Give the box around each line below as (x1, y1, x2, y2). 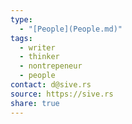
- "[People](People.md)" (19, 24, 123, 34)
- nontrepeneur (19, 61, 83, 71)
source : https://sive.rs (10, 89, 114, 99)
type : (10, 14, 33, 25)
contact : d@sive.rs (10, 80, 92, 90)
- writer (19, 42, 56, 53)
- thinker (19, 52, 60, 62)
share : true (10, 98, 60, 108)
